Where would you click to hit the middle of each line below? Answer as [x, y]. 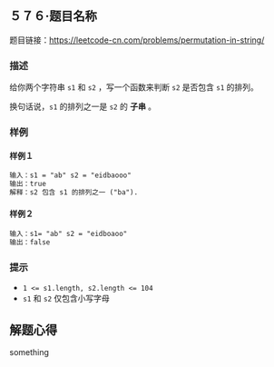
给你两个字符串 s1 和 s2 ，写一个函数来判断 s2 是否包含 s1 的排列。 [134, 87]
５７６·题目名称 [54, 16]
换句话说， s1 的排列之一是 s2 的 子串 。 [83, 106]
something [29, 352]
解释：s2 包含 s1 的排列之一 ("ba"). [74, 192]
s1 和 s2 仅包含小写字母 [66, 299]
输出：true [28, 184]
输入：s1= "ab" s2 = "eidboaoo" [68, 234]
